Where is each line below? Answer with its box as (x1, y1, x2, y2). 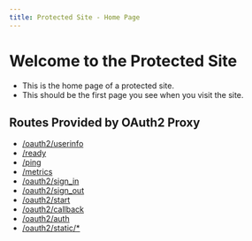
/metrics (21, 167, 53, 177)
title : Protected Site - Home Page (9, 12, 141, 22)
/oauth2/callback (21, 204, 84, 215)
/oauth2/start (21, 195, 71, 206)
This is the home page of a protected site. (21, 80, 175, 91)
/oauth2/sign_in (21, 176, 80, 186)
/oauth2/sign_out (21, 185, 85, 196)
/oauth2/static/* (21, 222, 80, 234)
